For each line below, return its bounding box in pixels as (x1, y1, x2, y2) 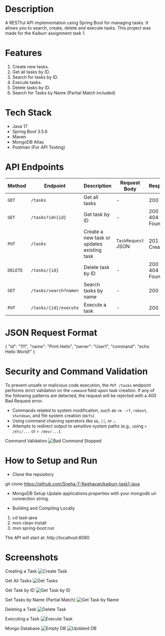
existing (83, 246, 102, 253)
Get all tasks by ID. (12, 69, 50, 75)
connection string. (12, 495, 50, 501)
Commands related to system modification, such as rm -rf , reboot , (12, 407, 148, 413)
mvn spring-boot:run (12, 525, 55, 531)
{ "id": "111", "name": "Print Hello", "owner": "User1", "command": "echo (5, 343, 150, 349)
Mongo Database (5, 625, 40, 631)
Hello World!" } (5, 348, 35, 355)
